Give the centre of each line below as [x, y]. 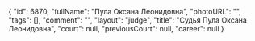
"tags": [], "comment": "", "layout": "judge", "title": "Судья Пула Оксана [128, 20]
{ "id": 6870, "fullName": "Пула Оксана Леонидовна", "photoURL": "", [125, 12]
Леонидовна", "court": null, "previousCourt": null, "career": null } [116, 29]
